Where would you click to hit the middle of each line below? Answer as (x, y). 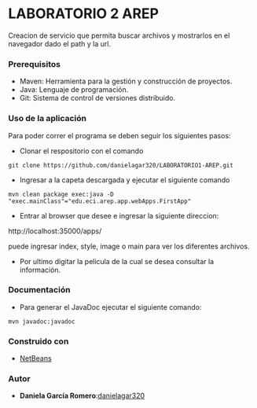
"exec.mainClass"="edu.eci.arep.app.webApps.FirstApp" (100, 201)
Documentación (39, 290)
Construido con (39, 341)
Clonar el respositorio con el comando (81, 151)
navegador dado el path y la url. (60, 43)
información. (40, 270)
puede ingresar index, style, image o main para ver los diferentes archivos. (129, 246)
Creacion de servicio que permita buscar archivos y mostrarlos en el (119, 35)
